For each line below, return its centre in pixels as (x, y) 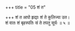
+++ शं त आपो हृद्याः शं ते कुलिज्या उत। (38, 17)
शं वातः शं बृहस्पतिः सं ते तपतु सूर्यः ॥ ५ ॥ (38, 23)
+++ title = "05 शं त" (25, 7)
